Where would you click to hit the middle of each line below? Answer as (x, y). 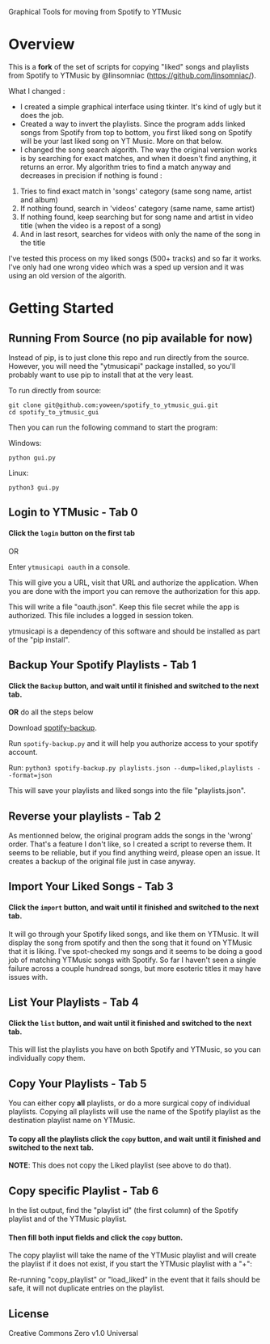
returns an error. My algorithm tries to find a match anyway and (126, 167)
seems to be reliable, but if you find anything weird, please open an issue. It (134, 852)
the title (33, 243)
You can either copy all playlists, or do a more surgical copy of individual (129, 1103)
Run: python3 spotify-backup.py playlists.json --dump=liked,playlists (131, 768)
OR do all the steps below (51, 712)
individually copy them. (47, 1058)
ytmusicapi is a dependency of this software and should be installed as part (134, 631)
